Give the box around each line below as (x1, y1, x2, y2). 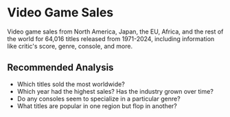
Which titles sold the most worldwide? (16, 80, 125, 88)
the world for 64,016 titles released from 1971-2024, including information (7, 34, 215, 42)
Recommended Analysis (7, 62, 114, 73)
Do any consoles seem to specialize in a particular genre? (16, 94, 181, 103)
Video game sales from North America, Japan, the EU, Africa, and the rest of (7, 27, 224, 36)
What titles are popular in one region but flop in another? (16, 101, 177, 110)
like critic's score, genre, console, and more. (7, 42, 133, 50)
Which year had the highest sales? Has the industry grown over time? (16, 87, 214, 95)
